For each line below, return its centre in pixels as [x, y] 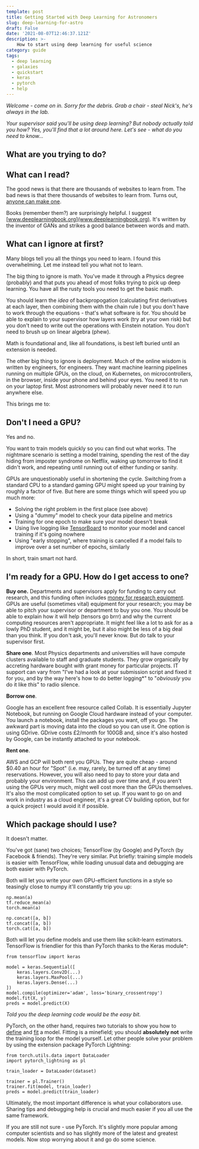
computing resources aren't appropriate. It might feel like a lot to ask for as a [99, 622]
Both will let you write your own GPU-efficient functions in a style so [89, 881]
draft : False [22, 28]
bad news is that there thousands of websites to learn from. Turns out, [92, 195]
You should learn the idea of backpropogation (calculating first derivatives [97, 300]
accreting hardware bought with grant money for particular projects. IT [92, 665]
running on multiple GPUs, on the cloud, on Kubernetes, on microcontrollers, [99, 373]
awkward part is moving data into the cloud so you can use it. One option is [98, 726]
